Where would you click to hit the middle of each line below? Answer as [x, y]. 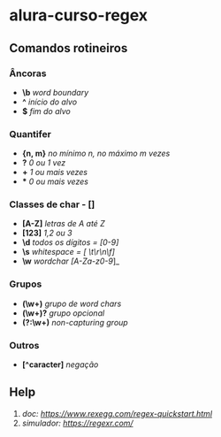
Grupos [26, 284]
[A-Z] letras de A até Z [64, 224]
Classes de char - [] [52, 204]
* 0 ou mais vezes [55, 181]
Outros [24, 345]
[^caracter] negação [60, 364]
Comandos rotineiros [69, 48]
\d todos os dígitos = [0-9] [70, 242]
